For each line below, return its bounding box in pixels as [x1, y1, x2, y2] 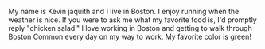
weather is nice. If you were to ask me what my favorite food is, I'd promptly [8, 15, 257, 24]
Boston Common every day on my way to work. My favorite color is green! [8, 32, 252, 41]
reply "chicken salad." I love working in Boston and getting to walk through [8, 24, 252, 32]
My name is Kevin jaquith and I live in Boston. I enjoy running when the [8, 7, 240, 16]
